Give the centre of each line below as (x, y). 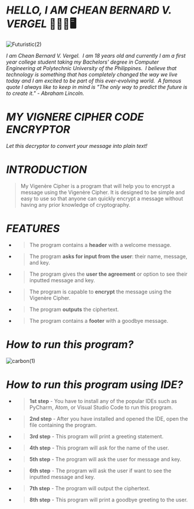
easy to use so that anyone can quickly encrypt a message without (102, 199)
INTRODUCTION (47, 170)
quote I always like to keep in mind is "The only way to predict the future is (97, 87)
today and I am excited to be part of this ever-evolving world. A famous (94, 81)
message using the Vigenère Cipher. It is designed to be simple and (103, 192)
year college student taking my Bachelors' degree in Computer (83, 62)
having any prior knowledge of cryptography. (75, 204)
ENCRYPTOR (38, 130)
